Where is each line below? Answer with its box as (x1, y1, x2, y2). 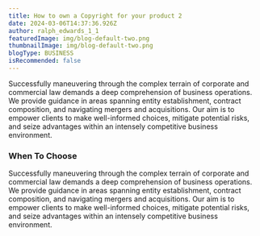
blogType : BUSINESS (8, 49, 74, 57)
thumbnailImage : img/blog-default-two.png (8, 42, 153, 50)
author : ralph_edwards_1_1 (8, 27, 99, 35)
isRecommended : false (8, 57, 82, 65)
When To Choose (8, 150, 78, 161)
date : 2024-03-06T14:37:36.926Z (8, 19, 117, 27)
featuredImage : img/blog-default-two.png (8, 34, 150, 43)
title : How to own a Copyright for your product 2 (8, 11, 182, 20)
